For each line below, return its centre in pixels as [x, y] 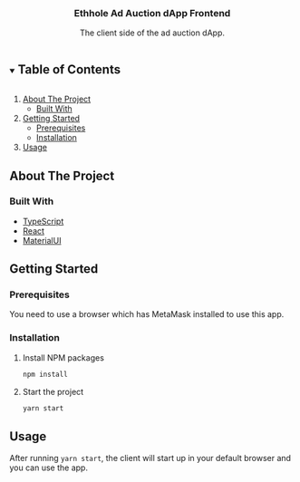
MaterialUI [42, 240]
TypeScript [43, 221]
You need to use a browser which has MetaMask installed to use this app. [147, 314]
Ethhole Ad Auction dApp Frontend [152, 13]
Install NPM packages [63, 357]
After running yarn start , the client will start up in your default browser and [150, 458]
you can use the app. [49, 468]
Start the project [53, 391]
